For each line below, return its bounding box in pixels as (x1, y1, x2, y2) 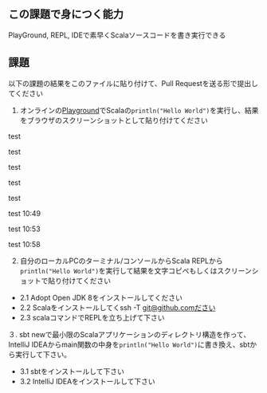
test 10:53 (8, 224, 41, 234)
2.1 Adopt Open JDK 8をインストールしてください (19, 293, 183, 302)
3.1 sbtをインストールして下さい (19, 366, 125, 376)
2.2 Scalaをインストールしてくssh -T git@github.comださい (19, 302, 216, 312)
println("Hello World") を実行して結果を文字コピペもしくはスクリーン (19, 265, 253, 275)
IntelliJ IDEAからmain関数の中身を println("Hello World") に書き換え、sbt (8, 340, 250, 349)
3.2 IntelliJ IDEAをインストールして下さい (19, 376, 155, 386)
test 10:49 (8, 208, 41, 218)
